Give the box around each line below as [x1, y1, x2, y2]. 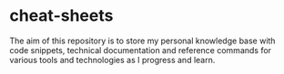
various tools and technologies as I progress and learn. [9, 54, 216, 65]
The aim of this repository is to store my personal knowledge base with [9, 35, 276, 46]
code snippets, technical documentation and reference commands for [9, 44, 271, 55]
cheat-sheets [9, 5, 114, 26]
